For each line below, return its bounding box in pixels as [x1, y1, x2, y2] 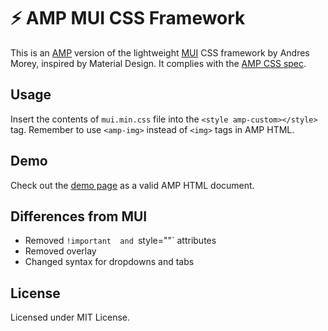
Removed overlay [24, 245, 97, 257]
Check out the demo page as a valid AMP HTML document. [10, 179, 255, 191]
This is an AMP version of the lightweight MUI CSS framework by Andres [10, 46, 310, 59]
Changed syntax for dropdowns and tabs [24, 256, 195, 268]
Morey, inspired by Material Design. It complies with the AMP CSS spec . [10, 57, 307, 69]
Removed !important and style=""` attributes [24, 235, 217, 247]
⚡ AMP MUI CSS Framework [10, 7, 246, 30]
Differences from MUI [10, 208, 148, 225]
